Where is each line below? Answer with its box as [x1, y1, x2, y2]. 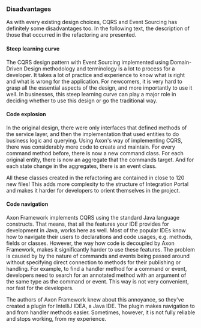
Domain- [170, 58, 192, 66]
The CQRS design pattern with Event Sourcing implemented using [6, 58, 169, 66]
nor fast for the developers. [6, 284, 74, 291]
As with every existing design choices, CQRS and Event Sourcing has [6, 19, 178, 26]
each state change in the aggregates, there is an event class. [6, 162, 157, 170]
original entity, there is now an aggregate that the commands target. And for [6, 156, 194, 163]
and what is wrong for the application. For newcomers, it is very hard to [6, 78, 183, 85]
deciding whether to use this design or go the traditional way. [6, 97, 158, 104]
